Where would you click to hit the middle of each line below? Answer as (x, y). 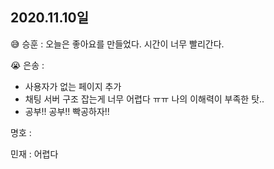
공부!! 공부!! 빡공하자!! (67, 111)
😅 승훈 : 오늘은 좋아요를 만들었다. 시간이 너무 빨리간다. (117, 44)
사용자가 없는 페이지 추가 (73, 86)
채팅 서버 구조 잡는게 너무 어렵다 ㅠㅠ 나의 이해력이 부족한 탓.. (144, 99)
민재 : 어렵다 (34, 154)
